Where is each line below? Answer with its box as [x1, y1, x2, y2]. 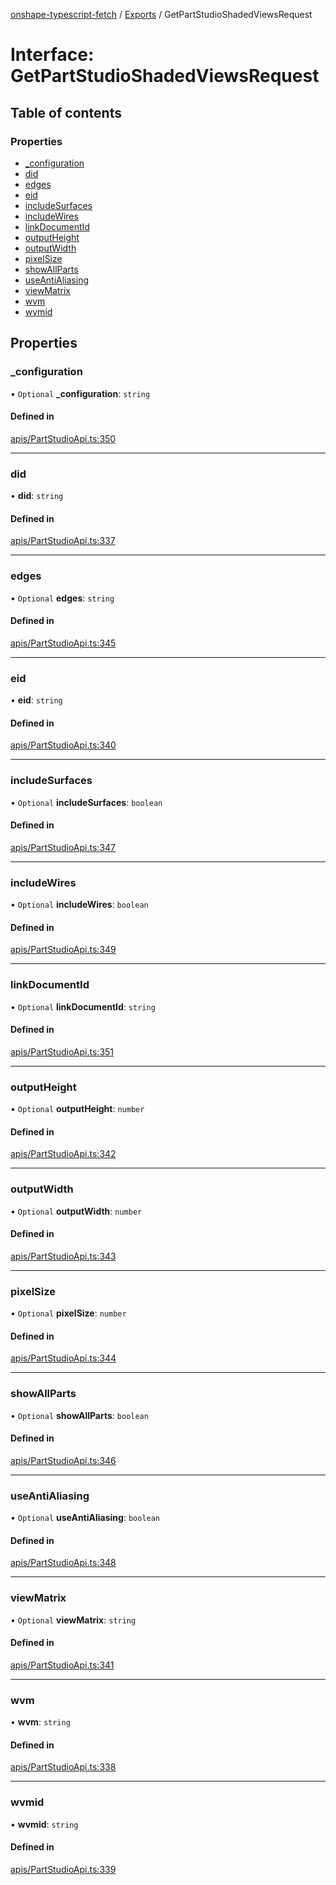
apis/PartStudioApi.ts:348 [10, 1557, 117, 1569]
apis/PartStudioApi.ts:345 [10, 637, 117, 649]
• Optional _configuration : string [10, 387, 151, 399]
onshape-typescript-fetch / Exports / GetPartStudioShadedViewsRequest [10, 9, 313, 20]
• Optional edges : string [10, 592, 115, 604]
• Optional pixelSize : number [10, 1307, 127, 1319]
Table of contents [10, 104, 122, 121]
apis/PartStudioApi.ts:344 [10, 1352, 117, 1364]
